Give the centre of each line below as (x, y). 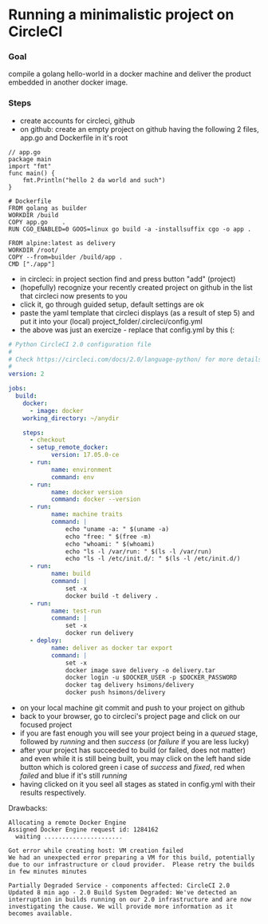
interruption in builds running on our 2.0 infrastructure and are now (130, 900)
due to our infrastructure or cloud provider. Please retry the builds (132, 865)
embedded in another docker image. (68, 82)
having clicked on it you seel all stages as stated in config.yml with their (138, 784)
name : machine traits (87, 514)
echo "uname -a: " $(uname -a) (117, 529)
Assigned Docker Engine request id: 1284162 (83, 830)
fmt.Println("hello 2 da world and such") (94, 180)
